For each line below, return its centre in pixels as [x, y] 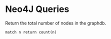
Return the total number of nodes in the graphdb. [56, 23]
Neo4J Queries [37, 9]
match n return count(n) [31, 32]
